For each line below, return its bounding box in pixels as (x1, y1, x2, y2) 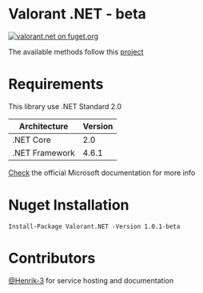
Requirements (8, 75, 104, 93)
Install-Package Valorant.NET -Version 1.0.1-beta (8, 222, 181, 230)
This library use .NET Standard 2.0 (8, 101, 122, 111)
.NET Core (12, 134, 51, 145)
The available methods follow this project (8, 47, 144, 56)
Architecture (18, 120, 69, 132)
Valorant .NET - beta (8, 5, 146, 23)
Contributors (8, 250, 96, 267)
